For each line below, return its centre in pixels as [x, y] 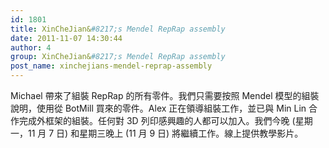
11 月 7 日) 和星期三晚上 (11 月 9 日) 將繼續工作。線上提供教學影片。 [165, 133]
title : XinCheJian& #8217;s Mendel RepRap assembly [118, 29]
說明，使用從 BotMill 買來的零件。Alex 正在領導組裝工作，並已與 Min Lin [158, 108]
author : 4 [31, 47]
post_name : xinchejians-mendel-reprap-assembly [111, 66]
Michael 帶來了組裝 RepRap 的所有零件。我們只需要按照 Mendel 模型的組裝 [165, 95]
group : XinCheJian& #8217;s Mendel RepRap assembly [118, 57]
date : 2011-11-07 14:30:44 [66, 38]
